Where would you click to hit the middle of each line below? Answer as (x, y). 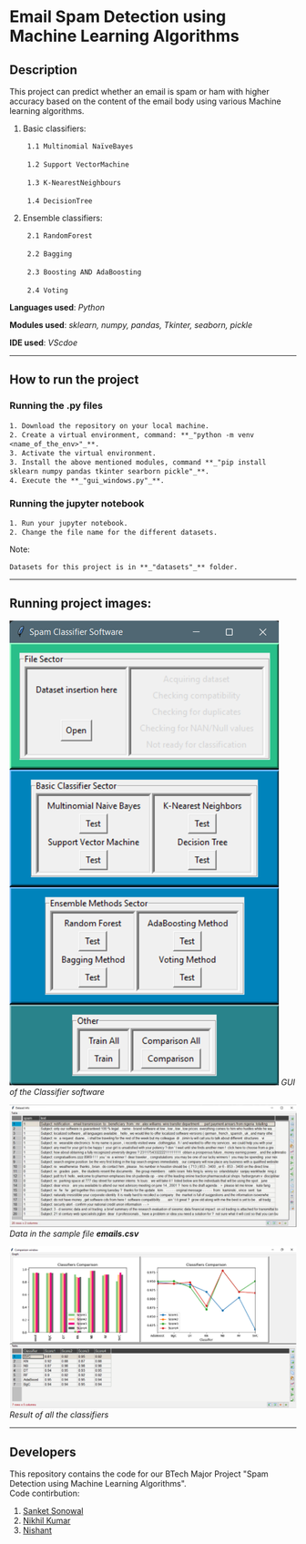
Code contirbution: (45, 1493)
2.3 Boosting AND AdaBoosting (84, 272)
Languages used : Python (57, 307)
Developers (43, 1452)
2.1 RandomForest (60, 236)
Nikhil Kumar (46, 1521)
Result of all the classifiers (59, 1415)
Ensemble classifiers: (62, 218)
